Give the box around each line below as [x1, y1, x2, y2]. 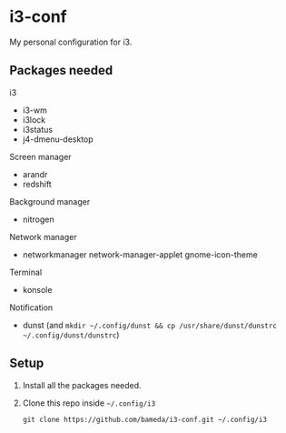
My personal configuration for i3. [9, 36, 133, 47]
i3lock [22, 114, 46, 125]
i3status [22, 124, 53, 135]
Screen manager [9, 151, 72, 162]
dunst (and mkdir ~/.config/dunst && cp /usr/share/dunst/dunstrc [22, 319, 277, 330]
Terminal [9, 267, 43, 277]
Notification [9, 302, 54, 313]
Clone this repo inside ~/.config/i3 [22, 398, 156, 408]
